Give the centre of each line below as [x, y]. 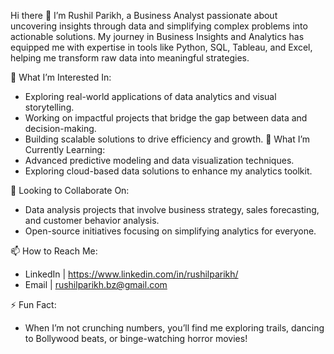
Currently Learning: [65, 149]
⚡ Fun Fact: [33, 304]
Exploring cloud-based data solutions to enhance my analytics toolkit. [168, 171]
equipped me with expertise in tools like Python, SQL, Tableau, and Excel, [161, 47]
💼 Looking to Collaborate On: [70, 190]
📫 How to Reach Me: [54, 251]
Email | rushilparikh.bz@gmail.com [96, 284]
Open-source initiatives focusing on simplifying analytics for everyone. [170, 231]
